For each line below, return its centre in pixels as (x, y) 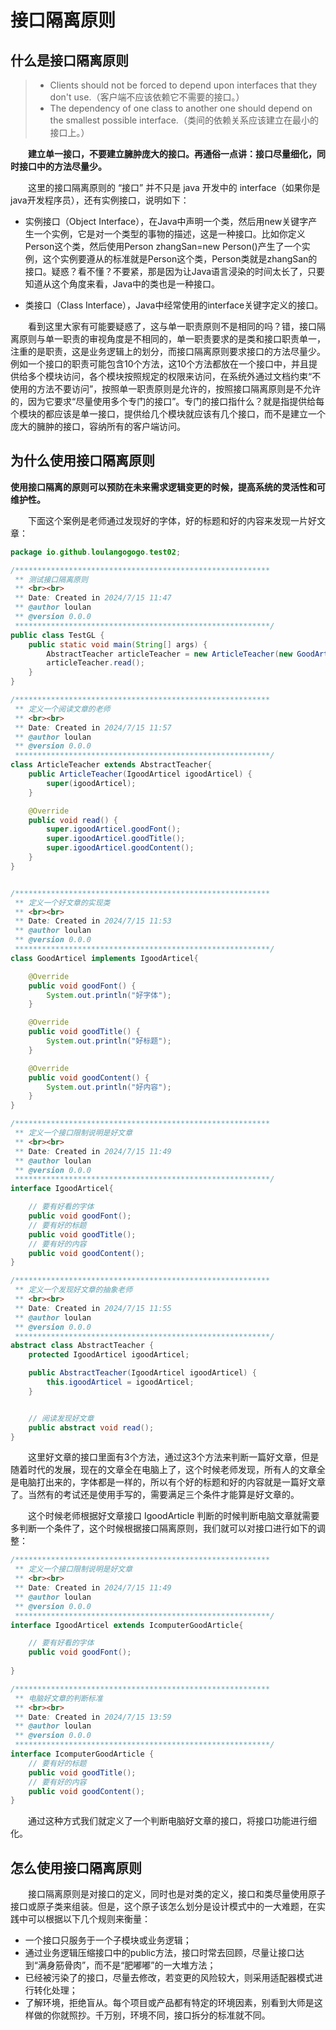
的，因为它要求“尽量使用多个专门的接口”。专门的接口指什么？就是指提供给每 (167, 401)
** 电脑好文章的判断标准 (58, 1698)
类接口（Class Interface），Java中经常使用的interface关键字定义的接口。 (174, 305)
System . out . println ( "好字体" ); (109, 995)
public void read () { (73, 820)
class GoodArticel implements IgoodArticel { (104, 958)
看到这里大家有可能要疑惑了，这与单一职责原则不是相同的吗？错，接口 (172, 326)
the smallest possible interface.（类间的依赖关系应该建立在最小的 (184, 120)
